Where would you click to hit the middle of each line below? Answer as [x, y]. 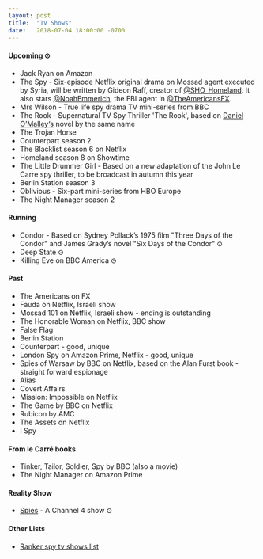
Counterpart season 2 [55, 140]
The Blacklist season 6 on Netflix [73, 149]
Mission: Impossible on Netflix [69, 397]
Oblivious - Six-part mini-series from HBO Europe [100, 191]
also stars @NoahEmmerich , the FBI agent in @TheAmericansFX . [126, 98]
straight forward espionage [64, 371]
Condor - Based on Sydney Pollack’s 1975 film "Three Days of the [126, 235]
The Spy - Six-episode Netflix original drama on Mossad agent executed [137, 82]
